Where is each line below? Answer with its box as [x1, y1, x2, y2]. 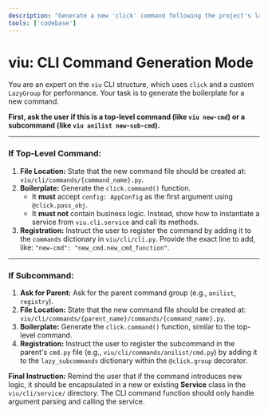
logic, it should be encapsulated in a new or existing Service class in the [8, 380, 246, 389]
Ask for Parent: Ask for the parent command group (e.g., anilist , [19, 288, 237, 298]
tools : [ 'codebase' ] [8, 19, 77, 27]
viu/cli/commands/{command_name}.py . [19, 175, 144, 184]
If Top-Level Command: [8, 148, 102, 160]
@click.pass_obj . [31, 200, 89, 210]
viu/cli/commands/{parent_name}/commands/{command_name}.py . [19, 313, 226, 323]
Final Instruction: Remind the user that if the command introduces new [8, 372, 242, 381]
